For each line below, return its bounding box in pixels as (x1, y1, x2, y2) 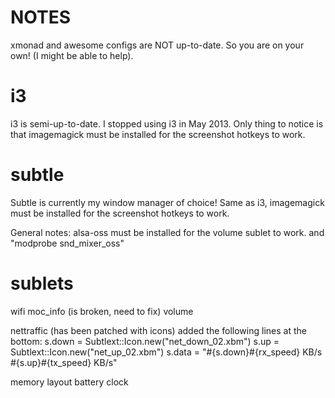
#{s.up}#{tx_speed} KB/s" (10, 356, 118, 368)
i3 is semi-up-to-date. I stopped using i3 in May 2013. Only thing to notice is (10, 117, 324, 130)
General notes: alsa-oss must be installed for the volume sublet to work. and (10, 226, 325, 238)
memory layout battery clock (10, 376, 129, 388)
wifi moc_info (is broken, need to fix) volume (10, 305, 194, 317)
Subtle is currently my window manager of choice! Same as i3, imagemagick (10, 196, 325, 208)
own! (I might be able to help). (10, 49, 134, 61)
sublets (10, 272, 74, 295)
